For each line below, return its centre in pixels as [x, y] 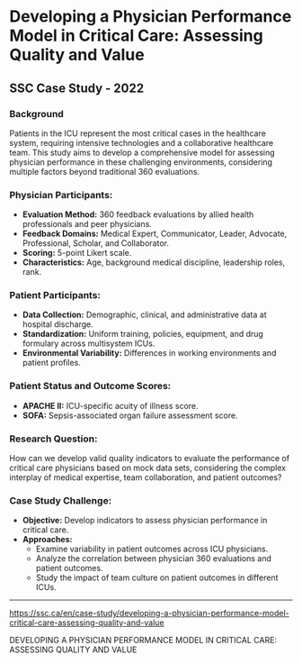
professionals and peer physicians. [87, 224]
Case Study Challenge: [61, 500]
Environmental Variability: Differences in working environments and [149, 353]
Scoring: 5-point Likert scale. [77, 253]
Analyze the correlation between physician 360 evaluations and [154, 559]
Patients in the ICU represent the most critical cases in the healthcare [138, 133]
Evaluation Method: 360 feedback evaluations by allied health [138, 214]
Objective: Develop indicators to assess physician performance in [145, 521]
